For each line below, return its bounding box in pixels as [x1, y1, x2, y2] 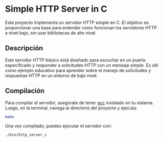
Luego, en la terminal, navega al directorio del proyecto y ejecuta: [5, 105, 138, 111]
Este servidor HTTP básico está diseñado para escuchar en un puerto [5, 57, 146, 63]
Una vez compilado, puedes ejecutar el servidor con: [5, 123, 112, 129]
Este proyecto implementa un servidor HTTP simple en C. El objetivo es [5, 20, 149, 25]
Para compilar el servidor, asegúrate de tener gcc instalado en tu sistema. [5, 100, 154, 105]
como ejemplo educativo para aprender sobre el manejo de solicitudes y [5, 67, 151, 73]
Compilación [5, 87, 45, 95]
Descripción [5, 44, 43, 52]
